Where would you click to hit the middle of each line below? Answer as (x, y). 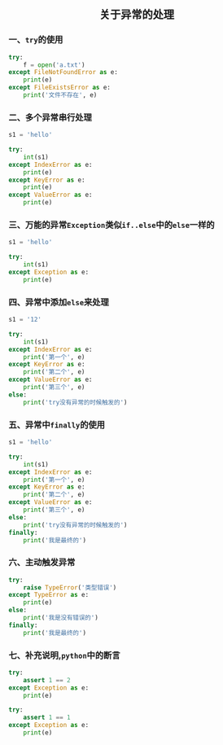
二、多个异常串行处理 (50, 117)
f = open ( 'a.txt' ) (54, 65)
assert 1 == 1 (47, 718)
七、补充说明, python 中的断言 (64, 655)
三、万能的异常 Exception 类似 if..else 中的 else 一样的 (111, 225)
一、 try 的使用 (36, 40)
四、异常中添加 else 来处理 (59, 302)
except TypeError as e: (49, 595)
